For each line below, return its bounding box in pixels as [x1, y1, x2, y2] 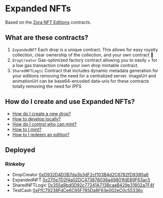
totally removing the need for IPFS [12, 83, 82, 89]
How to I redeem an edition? [12, 132, 70, 137]
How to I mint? [12, 126, 42, 132]
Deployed [5, 146, 35, 154]
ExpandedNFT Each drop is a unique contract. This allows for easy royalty [12, 46, 159, 52]
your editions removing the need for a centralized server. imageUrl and [12, 72, 156, 79]
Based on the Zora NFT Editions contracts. [5, 19, 92, 25]
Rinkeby [5, 161, 26, 167]
